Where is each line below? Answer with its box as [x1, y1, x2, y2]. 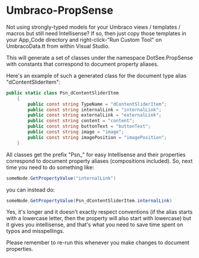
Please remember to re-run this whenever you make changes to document [6, 239, 190, 246]
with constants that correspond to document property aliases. [6, 60, 159, 68]
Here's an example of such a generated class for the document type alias [6, 72, 187, 79]
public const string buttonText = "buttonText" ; [27, 123, 151, 129]
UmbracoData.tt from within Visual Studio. [6, 43, 110, 50]
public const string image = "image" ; [27, 129, 124, 135]
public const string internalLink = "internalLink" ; [27, 107, 162, 113]
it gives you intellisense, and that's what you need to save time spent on [6, 221, 183, 228]
